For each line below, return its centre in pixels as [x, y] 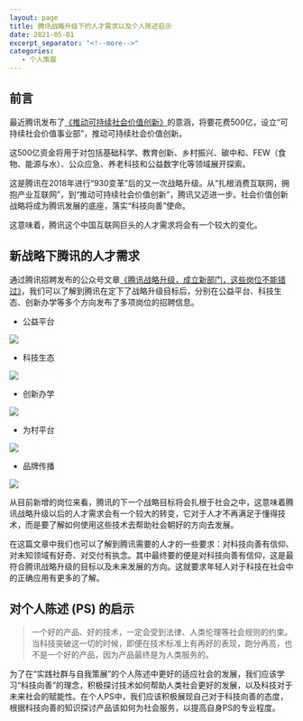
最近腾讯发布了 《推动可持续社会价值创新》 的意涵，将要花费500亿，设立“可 [149, 122]
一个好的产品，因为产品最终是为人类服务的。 [130, 655]
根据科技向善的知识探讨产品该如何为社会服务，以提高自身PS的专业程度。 [145, 708]
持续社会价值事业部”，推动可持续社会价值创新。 [98, 133]
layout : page [34, 18]
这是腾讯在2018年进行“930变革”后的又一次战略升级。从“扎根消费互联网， [146, 183]
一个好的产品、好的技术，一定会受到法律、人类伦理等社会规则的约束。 [162, 632]
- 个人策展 [39, 60]
